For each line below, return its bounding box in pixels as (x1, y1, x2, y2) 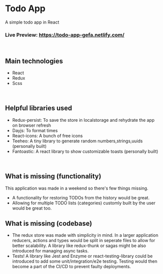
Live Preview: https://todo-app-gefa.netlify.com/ (5, 31, 125, 38)
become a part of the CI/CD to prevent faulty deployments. (12, 264, 131, 270)
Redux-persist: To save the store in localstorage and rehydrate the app (12, 117, 155, 123)
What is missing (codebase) (5, 219, 92, 228)
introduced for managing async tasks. (12, 248, 89, 254)
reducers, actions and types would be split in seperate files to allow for (12, 238, 156, 244)
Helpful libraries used (5, 104, 72, 112)
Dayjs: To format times (12, 127, 58, 133)
